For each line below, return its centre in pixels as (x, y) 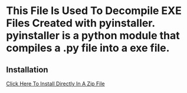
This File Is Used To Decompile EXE (94, 11)
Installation (27, 69)
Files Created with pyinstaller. (81, 23)
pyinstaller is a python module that (93, 36)
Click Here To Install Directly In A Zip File (55, 84)
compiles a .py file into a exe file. (88, 48)
